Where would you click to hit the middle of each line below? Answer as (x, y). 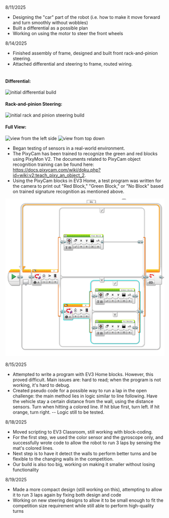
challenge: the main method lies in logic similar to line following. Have (85, 396)
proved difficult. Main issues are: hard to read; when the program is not (87, 380)
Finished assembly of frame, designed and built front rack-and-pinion (85, 53)
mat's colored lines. (33, 448)
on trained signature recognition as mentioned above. (68, 191)
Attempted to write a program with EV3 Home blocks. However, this (83, 374)
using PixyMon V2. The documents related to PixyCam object (76, 159)
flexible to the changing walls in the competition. (63, 459)
